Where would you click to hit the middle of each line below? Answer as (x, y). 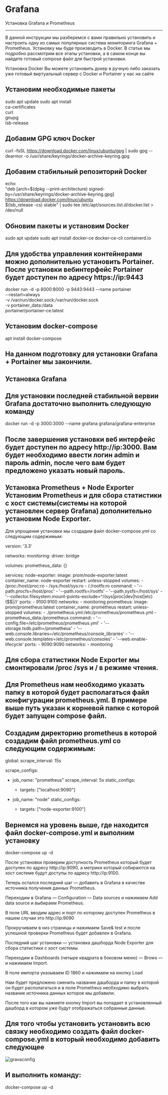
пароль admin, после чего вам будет (65, 463)
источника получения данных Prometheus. (50, 888)
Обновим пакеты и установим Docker (67, 226)
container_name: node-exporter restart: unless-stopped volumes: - (74, 580)
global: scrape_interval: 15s (33, 761)
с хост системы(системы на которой (66, 503)
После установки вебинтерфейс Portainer (74, 269)
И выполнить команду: (43, 1075)
